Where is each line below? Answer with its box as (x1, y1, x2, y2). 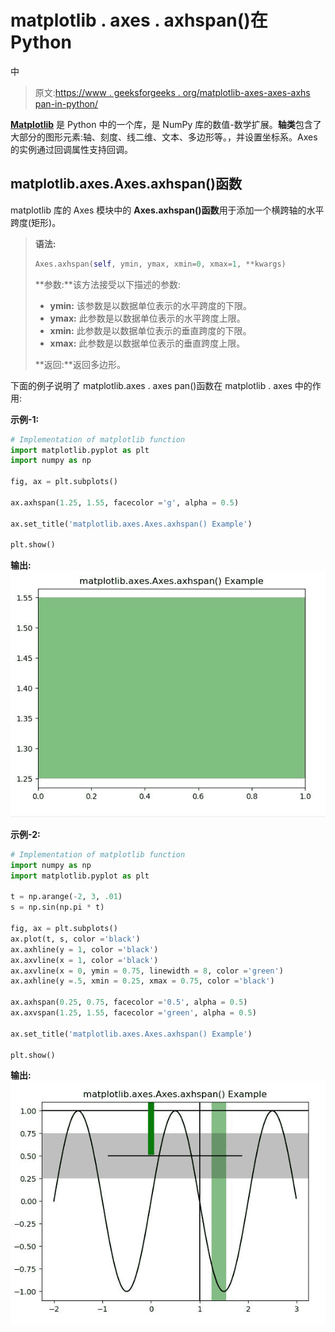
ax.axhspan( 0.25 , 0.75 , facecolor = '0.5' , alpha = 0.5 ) (10, 997, 248, 1008)
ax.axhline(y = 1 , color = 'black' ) (10, 944, 159, 955)
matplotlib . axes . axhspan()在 (10, 9, 268, 32)
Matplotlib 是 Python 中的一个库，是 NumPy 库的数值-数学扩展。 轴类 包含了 (10, 118, 322, 130)
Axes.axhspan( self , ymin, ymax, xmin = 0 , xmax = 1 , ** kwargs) (34, 259, 287, 269)
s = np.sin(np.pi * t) (10, 902, 105, 913)
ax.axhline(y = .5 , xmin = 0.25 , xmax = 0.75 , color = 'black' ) (10, 976, 275, 986)
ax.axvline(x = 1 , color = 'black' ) (10, 955, 159, 965)
